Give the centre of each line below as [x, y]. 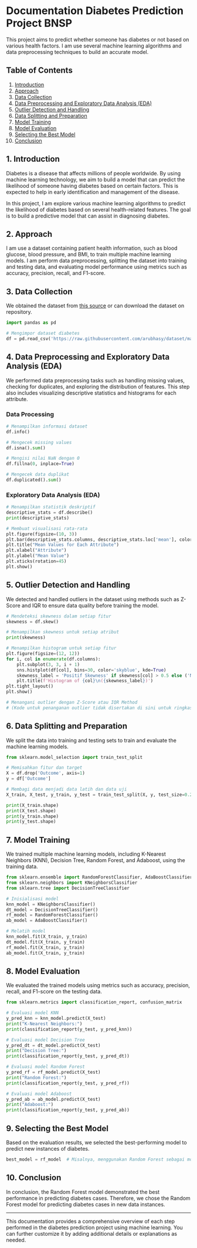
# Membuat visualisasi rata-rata [47, 528]
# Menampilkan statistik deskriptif [51, 507]
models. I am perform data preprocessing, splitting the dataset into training [96, 261]
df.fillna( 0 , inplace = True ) [40, 464]
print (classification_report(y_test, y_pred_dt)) [68, 1056]
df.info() [18, 432]
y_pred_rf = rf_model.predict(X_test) [53, 1072]
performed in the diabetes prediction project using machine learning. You [94, 1227]
